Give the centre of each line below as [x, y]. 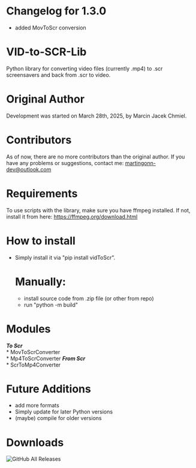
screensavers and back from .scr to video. [58, 75]
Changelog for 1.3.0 [56, 11]
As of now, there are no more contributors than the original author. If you [96, 157]
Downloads [35, 442]
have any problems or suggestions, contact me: [65, 163]
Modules [28, 329]
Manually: [40, 282]
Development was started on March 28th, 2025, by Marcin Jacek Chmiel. [97, 116]
